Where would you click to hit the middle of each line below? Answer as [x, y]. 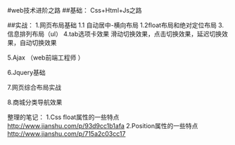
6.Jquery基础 [26, 72]
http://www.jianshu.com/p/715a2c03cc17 [66, 134]
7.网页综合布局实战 [34, 87]
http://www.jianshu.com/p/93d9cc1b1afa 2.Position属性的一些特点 [103, 126]
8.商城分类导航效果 [35, 102]
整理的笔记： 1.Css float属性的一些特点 [63, 117]
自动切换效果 [38, 43]
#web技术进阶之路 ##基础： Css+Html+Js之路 [75, 10]
